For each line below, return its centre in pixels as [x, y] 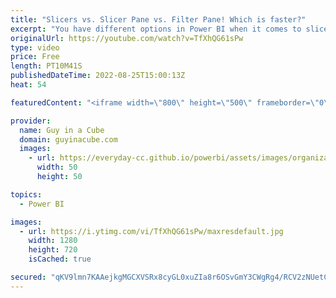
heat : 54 [28, 85]
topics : [26, 194]
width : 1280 [53, 241]
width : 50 [57, 167]
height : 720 [53, 250]
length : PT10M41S [46, 66]
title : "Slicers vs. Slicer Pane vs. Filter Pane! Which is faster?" [158, 19]
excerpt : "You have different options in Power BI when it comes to [156, 29]
